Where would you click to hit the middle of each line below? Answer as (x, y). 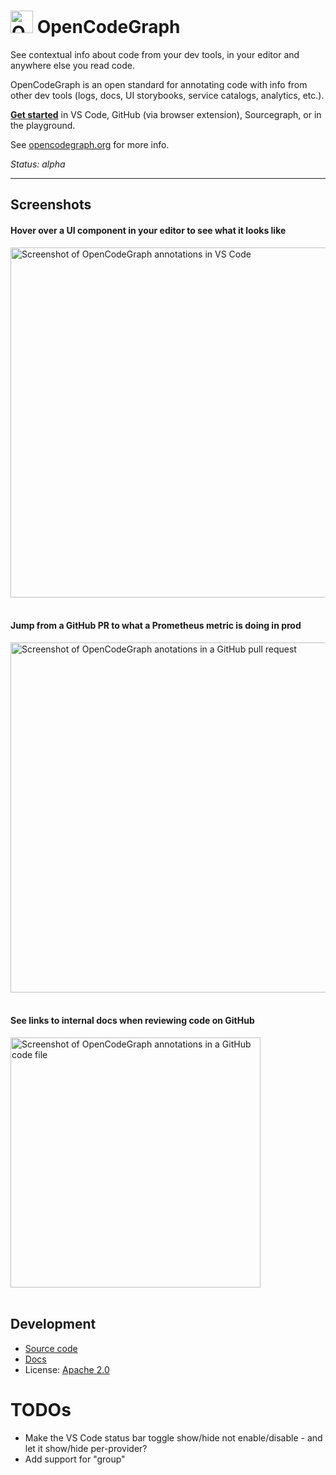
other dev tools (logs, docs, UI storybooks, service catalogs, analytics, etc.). (167, 95)
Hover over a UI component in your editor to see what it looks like (148, 230)
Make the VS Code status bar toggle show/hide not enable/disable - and (173, 1437)
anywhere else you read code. (72, 65)
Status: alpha (38, 164)
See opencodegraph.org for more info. (90, 144)
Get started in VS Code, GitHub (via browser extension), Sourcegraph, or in (166, 114)
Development (53, 1324)
